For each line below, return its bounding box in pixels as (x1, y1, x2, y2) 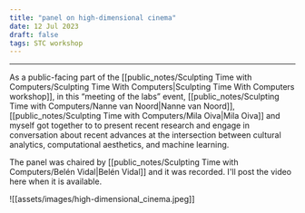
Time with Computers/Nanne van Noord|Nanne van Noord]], (9, 101, 236, 111)
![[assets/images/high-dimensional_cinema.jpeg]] (9, 194, 195, 205)
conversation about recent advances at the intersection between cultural (9, 130, 281, 140)
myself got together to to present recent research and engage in (9, 120, 250, 131)
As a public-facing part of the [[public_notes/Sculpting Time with (9, 72, 252, 82)
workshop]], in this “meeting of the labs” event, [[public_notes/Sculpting (9, 92, 280, 102)
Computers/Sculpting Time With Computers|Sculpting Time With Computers (9, 82, 295, 92)
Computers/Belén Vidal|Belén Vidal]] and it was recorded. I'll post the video (9, 167, 292, 178)
